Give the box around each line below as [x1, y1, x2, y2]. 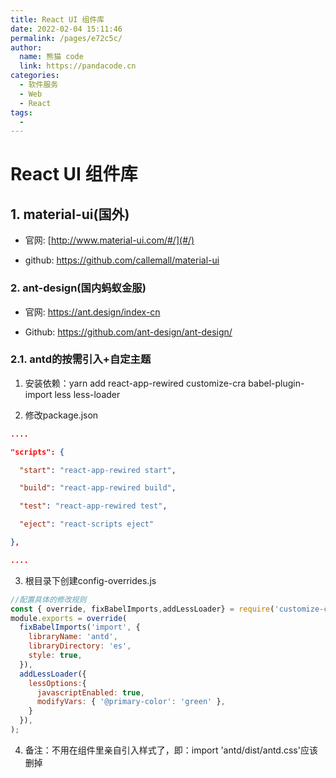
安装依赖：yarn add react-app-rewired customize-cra [24, 377, 247, 389]
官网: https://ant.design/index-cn [24, 306, 161, 318]
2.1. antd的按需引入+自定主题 [10, 352, 152, 366]
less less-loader [54, 388, 121, 400]
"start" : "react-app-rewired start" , [19, 465, 177, 475]
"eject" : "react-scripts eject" [19, 519, 155, 530]
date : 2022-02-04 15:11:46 [10, 24, 123, 34]
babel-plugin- [248, 377, 305, 389]
